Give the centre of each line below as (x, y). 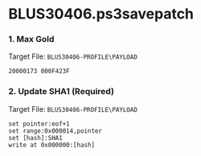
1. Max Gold (31, 39)
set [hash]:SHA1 (35, 138)
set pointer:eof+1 (39, 124)
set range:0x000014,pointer (55, 131)
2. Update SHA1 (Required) (62, 92)
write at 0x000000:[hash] (51, 145)
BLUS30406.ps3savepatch (101, 14)
